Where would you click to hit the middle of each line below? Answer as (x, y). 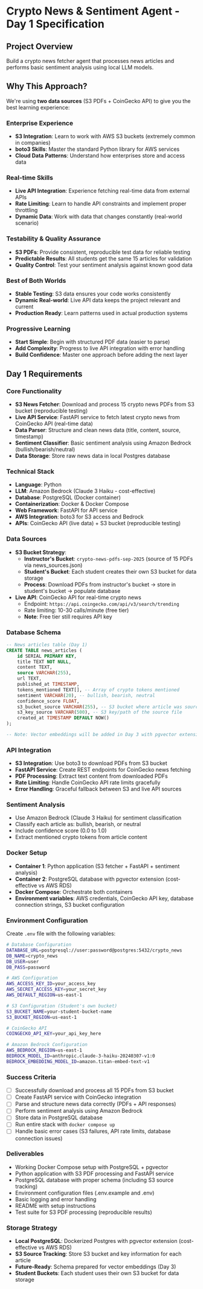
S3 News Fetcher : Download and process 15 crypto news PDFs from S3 (105, 404)
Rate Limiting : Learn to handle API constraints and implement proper (101, 204)
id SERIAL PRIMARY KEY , (47, 656)
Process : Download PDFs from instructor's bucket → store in (100, 584)
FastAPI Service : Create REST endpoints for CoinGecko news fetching (103, 770)
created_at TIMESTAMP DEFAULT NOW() (63, 718)
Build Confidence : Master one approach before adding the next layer (101, 355)
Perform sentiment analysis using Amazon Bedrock (79, 1111)
